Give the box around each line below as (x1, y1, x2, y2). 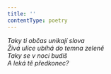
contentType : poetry (7, 17, 69, 24)
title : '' (7, 10, 37, 18)
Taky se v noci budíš (7, 51, 68, 60)
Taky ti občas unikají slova (7, 36, 85, 44)
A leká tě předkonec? (7, 58, 69, 67)
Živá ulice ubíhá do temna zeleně (7, 44, 105, 52)
